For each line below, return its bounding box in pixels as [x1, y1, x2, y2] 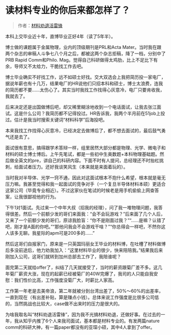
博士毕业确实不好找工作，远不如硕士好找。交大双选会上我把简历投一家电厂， [5, 74, 166, 80]
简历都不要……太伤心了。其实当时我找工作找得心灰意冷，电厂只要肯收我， [9, 87, 165, 93]
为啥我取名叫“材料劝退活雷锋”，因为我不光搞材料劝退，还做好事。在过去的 [5, 311, 161, 317]
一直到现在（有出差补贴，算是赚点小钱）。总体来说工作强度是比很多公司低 [5, 294, 159, 300]
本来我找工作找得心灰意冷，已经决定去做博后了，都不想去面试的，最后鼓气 [5, 127, 161, 133]
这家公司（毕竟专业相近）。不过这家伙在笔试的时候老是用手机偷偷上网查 [5, 187, 155, 193]
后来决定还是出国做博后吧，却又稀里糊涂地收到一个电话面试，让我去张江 [5, 104, 157, 110]
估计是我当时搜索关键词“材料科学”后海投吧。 [14, 117, 108, 123]
